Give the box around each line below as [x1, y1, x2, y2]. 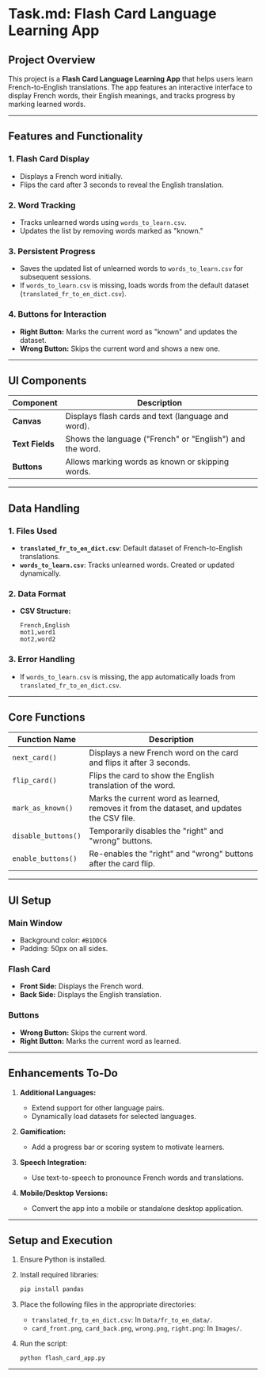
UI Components [8, 374, 87, 387]
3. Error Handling [8, 654, 75, 665]
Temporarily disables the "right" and [89, 825, 224, 836]
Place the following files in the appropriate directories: [19, 1300, 196, 1309]
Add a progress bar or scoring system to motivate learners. [31, 1142, 225, 1152]
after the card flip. [89, 858, 156, 870]
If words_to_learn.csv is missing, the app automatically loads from [19, 672, 236, 681]
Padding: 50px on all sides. [19, 944, 108, 954]
